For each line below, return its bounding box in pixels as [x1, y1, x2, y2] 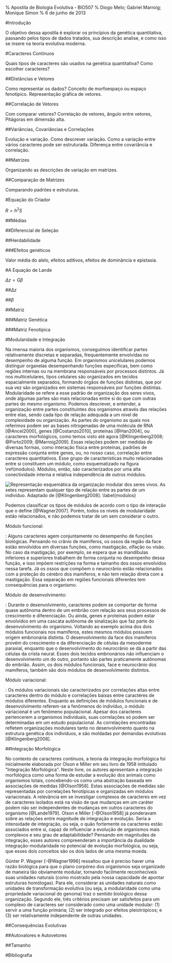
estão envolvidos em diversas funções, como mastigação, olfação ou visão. [5, 544, 165, 550]
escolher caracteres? [5, 66, 50, 72]
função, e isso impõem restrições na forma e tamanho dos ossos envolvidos [5, 560, 166, 566]
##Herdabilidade [5, 237, 41, 243]
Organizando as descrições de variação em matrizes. [5, 167, 118, 173]
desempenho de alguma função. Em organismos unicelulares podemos [5, 357, 155, 363]
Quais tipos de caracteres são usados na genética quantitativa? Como [5, 60, 153, 66]
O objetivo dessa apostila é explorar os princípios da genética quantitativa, [5, 30, 163, 35]
